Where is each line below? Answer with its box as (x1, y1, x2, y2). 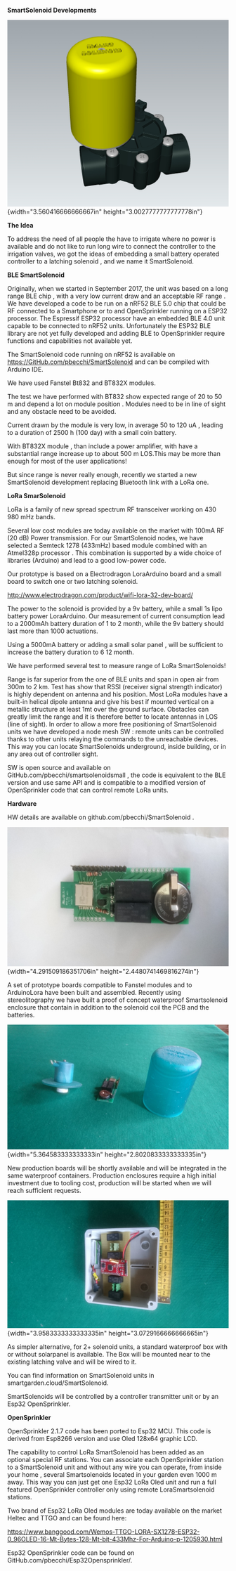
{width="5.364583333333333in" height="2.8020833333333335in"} (7, 1150, 207, 1159)
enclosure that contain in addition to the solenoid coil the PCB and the (7, 1003, 209, 1012)
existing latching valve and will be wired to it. (7, 1357, 137, 1366)
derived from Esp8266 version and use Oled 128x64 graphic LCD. (7, 1434, 198, 1442)
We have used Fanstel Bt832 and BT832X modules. (7, 379, 156, 387)
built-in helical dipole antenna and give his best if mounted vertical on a (7, 697, 214, 705)
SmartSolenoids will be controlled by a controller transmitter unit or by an (7, 1392, 219, 1400)
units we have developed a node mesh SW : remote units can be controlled (7, 727, 224, 736)
